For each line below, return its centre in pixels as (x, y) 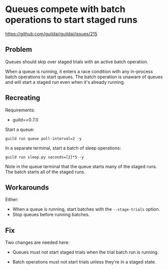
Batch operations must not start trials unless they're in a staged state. (84, 262)
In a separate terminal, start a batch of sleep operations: (63, 148)
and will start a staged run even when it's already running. (65, 82)
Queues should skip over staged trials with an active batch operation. (77, 62)
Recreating (23, 98)
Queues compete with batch (65, 9)
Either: (12, 200)
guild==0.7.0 (25, 119)
